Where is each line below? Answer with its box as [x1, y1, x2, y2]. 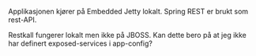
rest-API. [8, 15, 37, 24]
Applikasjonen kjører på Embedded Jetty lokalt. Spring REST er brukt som [8, 7, 249, 16]
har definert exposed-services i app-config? [8, 39, 152, 48]
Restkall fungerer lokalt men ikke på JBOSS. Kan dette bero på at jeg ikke [8, 31, 247, 39]
